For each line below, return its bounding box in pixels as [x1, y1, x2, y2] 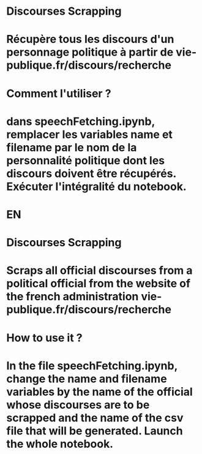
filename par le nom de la [6, 140, 137, 154]
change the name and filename [6, 372, 167, 385]
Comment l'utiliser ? [6, 86, 111, 100]
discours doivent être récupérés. [6, 167, 176, 180]
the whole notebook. [6, 437, 114, 451]
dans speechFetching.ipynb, [6, 115, 155, 128]
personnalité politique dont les [6, 153, 165, 167]
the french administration [6, 290, 139, 304]
